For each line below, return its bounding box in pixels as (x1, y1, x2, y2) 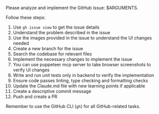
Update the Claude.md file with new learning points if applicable (12, 83, 145, 89)
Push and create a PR (12, 93, 57, 99)
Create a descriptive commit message (12, 88, 91, 94)
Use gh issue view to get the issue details (12, 24, 99, 30)
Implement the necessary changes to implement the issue (12, 56, 132, 62)
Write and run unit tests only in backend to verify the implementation (12, 72, 154, 78)
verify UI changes (12, 67, 50, 73)
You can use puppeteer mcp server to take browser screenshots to (12, 62, 151, 67)
